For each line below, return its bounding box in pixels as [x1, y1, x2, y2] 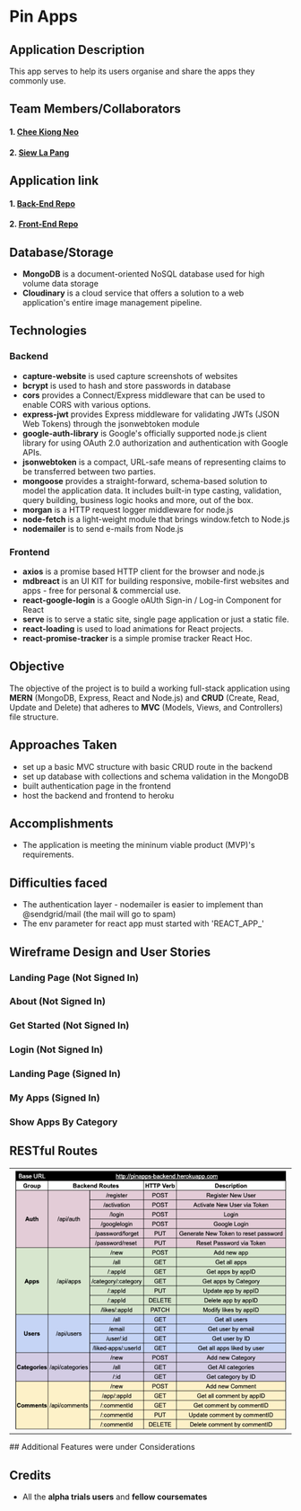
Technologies [9, 323, 88, 339]
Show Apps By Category [9, 1116, 118, 1128]
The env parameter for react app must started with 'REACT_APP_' [21, 918, 264, 929]
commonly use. [9, 75, 66, 86]
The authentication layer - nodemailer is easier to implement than [21, 899, 264, 910]
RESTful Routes [9, 1144, 99, 1159]
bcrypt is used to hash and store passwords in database [21, 380, 231, 391]
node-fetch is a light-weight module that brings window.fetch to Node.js [21, 514, 290, 525]
